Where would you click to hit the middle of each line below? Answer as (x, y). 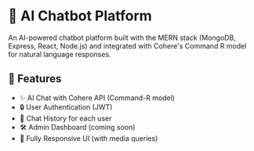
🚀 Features (35, 79)
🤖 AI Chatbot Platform (80, 16)
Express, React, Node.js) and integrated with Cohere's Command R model (127, 45)
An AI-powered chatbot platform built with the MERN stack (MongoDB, (122, 38)
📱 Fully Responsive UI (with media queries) (89, 138)
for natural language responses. (60, 54)
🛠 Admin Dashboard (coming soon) (77, 127)
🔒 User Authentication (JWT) (66, 107)
